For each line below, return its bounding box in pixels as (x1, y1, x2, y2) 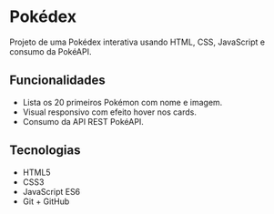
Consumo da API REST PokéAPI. (22, 116, 144, 127)
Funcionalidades (9, 73, 107, 88)
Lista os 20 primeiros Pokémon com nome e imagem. (22, 97, 223, 107)
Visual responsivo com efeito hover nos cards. (22, 107, 198, 117)
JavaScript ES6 (22, 186, 81, 197)
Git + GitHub (22, 196, 70, 207)
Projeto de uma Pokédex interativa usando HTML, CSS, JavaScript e (9, 36, 266, 47)
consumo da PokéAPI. (9, 46, 93, 56)
